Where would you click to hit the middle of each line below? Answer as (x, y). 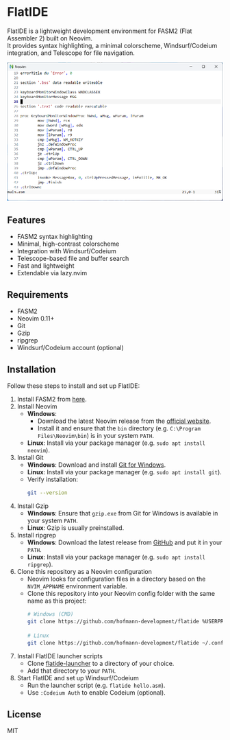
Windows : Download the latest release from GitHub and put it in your (125, 542)
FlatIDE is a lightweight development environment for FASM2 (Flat (100, 31)
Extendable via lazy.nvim (52, 273)
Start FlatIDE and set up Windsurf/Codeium (78, 678)
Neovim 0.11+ (36, 319)
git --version (47, 493)
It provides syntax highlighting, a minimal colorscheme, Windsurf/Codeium (112, 45)
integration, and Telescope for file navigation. (71, 53)
